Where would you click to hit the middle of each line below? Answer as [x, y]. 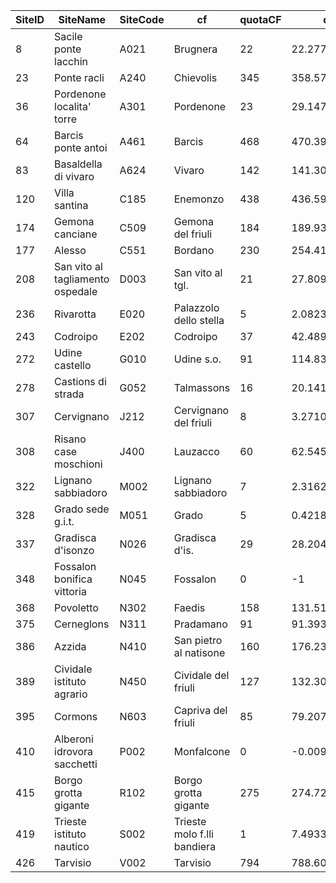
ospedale [76, 291]
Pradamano [200, 624]
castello [73, 365]
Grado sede [82, 509]
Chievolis [195, 77]
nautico [72, 846]
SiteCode [142, 19]
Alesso [70, 250]
